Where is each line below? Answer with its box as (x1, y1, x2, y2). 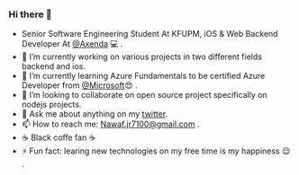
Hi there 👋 (8, 8, 53, 21)
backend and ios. (21, 61, 86, 72)
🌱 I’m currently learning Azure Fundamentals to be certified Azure (21, 71, 266, 82)
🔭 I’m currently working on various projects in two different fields (21, 51, 263, 62)
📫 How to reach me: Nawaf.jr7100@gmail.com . (21, 118, 200, 129)
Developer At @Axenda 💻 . (21, 39, 123, 49)
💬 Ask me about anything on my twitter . (21, 109, 168, 119)
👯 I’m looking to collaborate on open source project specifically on (21, 90, 267, 101)
